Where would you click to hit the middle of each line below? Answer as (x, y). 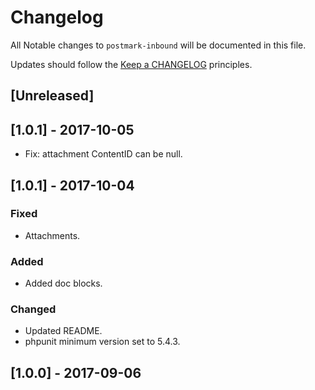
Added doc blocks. (63, 283)
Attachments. (52, 235)
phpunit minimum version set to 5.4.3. (102, 342)
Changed (33, 309)
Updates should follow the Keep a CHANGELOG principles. (131, 64)
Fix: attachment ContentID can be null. (103, 154)
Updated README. (63, 331)
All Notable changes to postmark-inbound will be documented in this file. (158, 45)
